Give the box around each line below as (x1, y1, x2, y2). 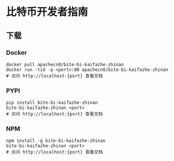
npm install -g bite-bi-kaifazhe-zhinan (6, 138, 106, 144)
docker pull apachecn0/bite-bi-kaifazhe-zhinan (6, 61, 124, 67)
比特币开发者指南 (6, 5, 89, 19)
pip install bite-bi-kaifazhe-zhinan (6, 100, 98, 106)
